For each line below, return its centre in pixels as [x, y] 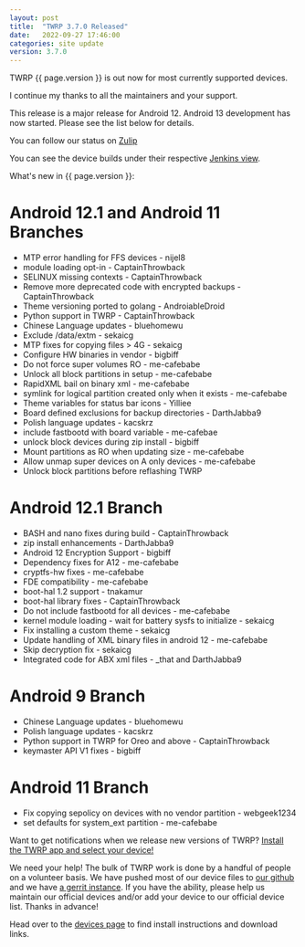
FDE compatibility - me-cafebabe [85, 582]
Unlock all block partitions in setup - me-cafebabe [117, 374]
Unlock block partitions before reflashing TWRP [112, 471]
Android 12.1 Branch [86, 508]
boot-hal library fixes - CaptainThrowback [101, 601]
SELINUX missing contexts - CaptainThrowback [112, 277]
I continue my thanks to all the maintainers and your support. [124, 96]
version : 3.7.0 [38, 52]
